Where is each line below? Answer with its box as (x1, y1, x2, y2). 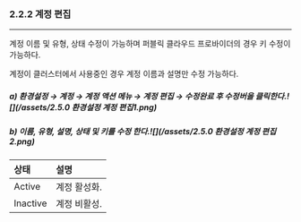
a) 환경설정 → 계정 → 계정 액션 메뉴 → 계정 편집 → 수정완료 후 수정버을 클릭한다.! (9, 90, 289, 101)
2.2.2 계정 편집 (9, 7, 72, 20)
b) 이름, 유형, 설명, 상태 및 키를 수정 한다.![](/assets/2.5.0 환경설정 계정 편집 (9, 126, 277, 137)
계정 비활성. (56, 197, 103, 209)
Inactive (13, 197, 47, 209)
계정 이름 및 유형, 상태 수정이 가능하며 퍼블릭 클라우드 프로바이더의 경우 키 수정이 (9, 38, 291, 49)
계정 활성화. (56, 181, 103, 193)
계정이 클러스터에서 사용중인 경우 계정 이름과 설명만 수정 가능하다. (9, 69, 239, 80)
